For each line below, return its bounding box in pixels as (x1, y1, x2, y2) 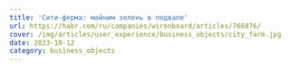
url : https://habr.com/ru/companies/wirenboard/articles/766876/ (9, 22, 261, 30)
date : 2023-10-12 (9, 38, 75, 47)
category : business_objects (9, 47, 116, 56)
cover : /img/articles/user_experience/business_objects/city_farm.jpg (9, 30, 282, 39)
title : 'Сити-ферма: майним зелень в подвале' (9, 13, 188, 22)
